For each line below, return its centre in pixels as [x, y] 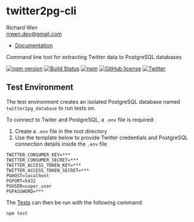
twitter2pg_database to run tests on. [51, 108]
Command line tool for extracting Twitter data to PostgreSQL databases [94, 57]
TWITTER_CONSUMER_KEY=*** [38, 155]
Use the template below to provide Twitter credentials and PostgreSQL [101, 137]
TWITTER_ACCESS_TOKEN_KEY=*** [44, 165]
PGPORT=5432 [21, 181]
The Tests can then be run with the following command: [75, 202]
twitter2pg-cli [41, 11]
